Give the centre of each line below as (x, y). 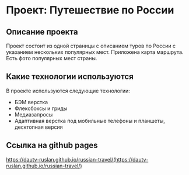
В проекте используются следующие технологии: (68, 91)
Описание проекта (42, 32)
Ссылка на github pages (52, 145)
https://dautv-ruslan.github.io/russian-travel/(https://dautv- (77, 159)
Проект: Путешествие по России (90, 10)
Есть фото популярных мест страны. (52, 58)
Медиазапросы (34, 114)
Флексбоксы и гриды (41, 108)
